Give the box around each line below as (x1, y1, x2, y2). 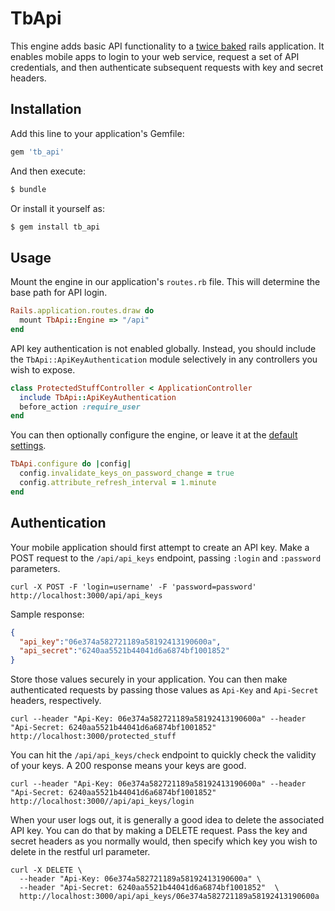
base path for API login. (10, 287, 108, 299)
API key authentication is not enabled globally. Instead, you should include (10, 342, 317, 354)
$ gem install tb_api (10, 222, 101, 232)
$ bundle (10, 184, 47, 194)
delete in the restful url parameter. (10, 846, 151, 858)
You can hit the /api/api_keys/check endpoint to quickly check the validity (10, 749, 317, 761)
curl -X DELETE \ (10, 865, 83, 876)
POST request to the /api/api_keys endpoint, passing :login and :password (10, 552, 322, 564)
